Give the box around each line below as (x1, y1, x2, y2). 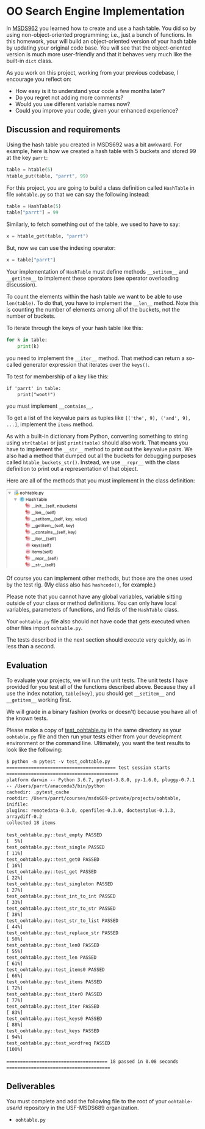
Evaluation (6, 660, 48, 671)
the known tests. (6, 715, 48, 722)
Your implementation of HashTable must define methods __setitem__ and (6, 268, 189, 275)
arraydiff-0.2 (6, 813, 43, 820)
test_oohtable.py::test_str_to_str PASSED (6, 905, 116, 912)
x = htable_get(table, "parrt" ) (6, 233, 88, 239)
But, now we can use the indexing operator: (6, 244, 116, 252)
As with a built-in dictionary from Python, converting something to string (6, 432, 188, 440)
